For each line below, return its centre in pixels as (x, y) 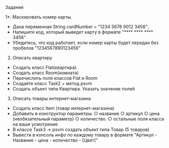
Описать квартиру (32, 58)
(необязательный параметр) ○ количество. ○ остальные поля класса (88, 119)
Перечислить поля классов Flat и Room (55, 78)
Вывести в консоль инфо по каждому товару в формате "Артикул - (85, 135)
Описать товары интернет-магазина (52, 98)
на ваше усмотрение (35, 124)
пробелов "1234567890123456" (46, 48)
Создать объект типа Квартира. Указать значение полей (74, 89)
